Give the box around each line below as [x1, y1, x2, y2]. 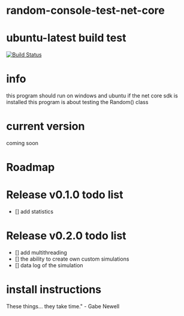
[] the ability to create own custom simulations [14, 255, 129, 262]
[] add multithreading [14, 249, 67, 256]
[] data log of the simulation [14, 262, 83, 269]
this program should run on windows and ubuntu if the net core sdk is [6, 92, 178, 99]
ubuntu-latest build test [6, 31, 126, 45]
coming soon [6, 140, 39, 146]
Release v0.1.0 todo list [6, 188, 124, 202]
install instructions [6, 283, 102, 297]
